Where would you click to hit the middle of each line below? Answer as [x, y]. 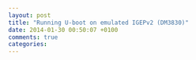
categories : [28, 44]
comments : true [33, 37]
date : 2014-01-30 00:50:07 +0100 [63, 30]
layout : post [30, 15]
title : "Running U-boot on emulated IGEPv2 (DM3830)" [99, 23]
